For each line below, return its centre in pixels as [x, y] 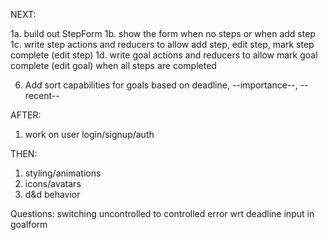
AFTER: [26, 115]
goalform [29, 224]
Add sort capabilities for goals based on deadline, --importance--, [161, 85]
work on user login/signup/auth [89, 134]
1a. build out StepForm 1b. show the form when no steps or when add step [163, 33]
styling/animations [63, 173]
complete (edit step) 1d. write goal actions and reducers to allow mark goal [164, 55]
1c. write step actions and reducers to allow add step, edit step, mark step [162, 44]
